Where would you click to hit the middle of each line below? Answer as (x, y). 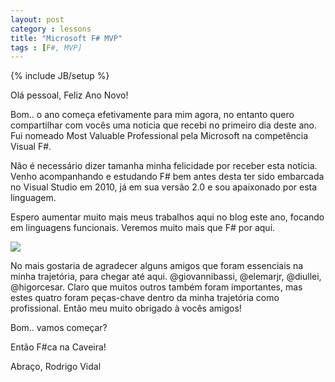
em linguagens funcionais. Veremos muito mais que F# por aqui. (143, 228)
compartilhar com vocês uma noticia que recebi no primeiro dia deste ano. (164, 125)
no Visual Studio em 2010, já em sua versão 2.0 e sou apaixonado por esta (164, 187)
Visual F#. (31, 147)
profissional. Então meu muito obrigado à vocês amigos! (126, 308)
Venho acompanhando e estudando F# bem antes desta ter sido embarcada (167, 177)
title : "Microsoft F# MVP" (66, 38)
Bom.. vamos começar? (59, 328)
